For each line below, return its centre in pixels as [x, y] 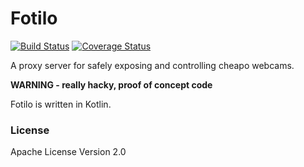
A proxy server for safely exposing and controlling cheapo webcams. [152, 65]
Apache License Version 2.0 [68, 152]
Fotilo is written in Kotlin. [61, 104]
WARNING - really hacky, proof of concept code [111, 84]
